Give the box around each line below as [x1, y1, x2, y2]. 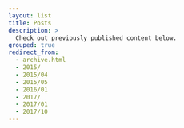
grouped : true [8, 41, 56, 49]
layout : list [8, 11, 52, 20]
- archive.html [15, 56, 66, 64]
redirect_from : [8, 48, 59, 56]
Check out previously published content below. [15, 33, 178, 42]
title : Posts [8, 19, 52, 27]
